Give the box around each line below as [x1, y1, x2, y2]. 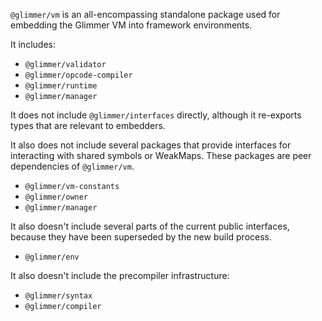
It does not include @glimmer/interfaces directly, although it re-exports [10, 109, 302, 121]
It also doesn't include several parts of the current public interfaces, [10, 220, 290, 232]
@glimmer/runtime [24, 81, 98, 91]
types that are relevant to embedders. [10, 120, 166, 131]
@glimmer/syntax [24, 291, 93, 301]
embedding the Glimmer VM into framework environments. [10, 19, 253, 31]
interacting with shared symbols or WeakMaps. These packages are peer [10, 150, 312, 161]
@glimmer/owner [24, 192, 89, 202]
